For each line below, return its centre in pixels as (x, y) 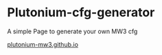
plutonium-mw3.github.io (43, 44)
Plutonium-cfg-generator (81, 13)
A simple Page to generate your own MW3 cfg (72, 31)
